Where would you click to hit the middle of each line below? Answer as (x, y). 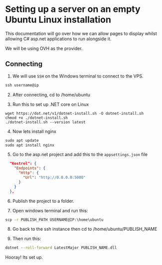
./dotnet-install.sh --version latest (45, 122)
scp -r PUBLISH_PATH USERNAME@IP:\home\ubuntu (54, 220)
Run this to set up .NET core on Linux (51, 104)
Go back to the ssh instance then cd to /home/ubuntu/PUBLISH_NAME (85, 229)
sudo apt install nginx (30, 145)
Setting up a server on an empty (73, 9)
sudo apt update (22, 140)
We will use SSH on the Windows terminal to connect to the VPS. (78, 76)
